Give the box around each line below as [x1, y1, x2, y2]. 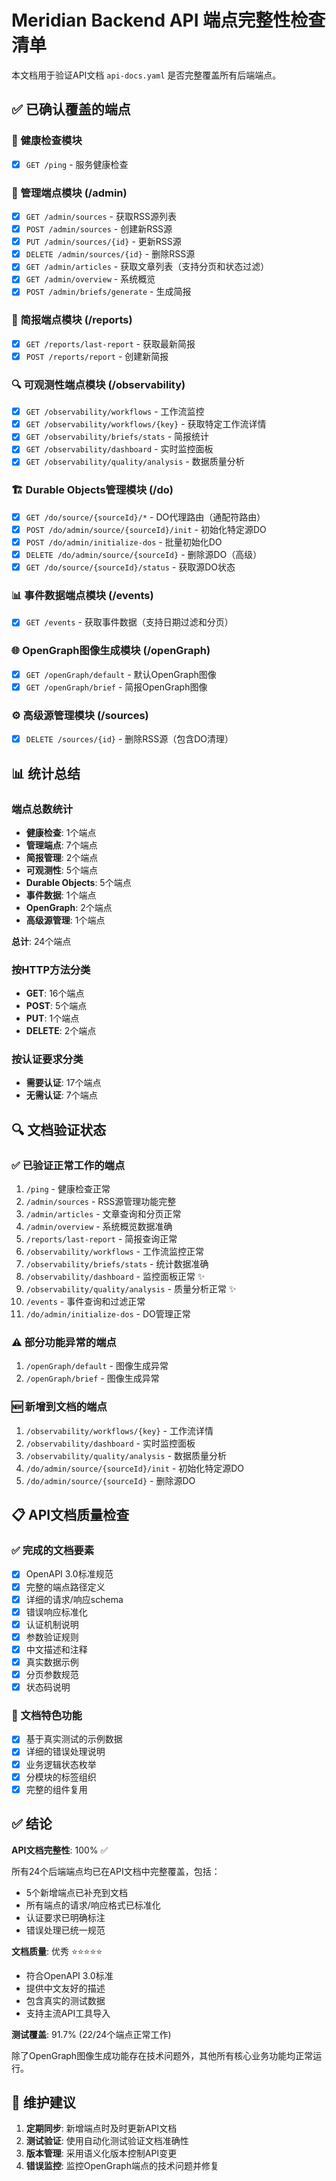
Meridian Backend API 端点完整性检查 [11, 9, 326, 32]
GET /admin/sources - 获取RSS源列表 [25, 210, 177, 222]
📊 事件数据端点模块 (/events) [11, 588, 154, 602]
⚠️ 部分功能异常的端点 [11, 1336, 117, 1350]
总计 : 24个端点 [11, 935, 72, 947]
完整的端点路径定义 [25, 1581, 106, 1593]
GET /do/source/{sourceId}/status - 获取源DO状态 [25, 561, 236, 573]
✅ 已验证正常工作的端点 [11, 1158, 126, 1172]
